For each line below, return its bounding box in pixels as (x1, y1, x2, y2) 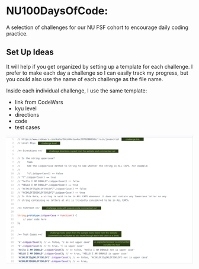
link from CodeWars (14, 98, 63, 105)
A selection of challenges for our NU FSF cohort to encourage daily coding (6, 24, 188, 31)
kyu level (14, 105, 37, 112)
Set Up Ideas (6, 47, 54, 57)
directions (14, 111, 40, 118)
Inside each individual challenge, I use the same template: (6, 87, 147, 94)
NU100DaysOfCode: (6, 4, 108, 18)
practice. (6, 30, 28, 37)
